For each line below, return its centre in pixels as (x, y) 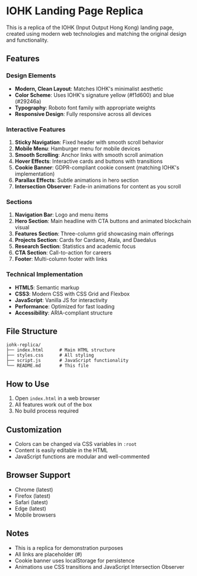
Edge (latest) (30, 508)
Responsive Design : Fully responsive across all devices (83, 114)
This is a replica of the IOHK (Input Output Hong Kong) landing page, (90, 27)
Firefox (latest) (33, 496)
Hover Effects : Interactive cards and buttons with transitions (89, 161)
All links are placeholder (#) (48, 554)
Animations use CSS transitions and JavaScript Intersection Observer (100, 566)
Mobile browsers (35, 515)
